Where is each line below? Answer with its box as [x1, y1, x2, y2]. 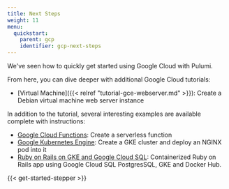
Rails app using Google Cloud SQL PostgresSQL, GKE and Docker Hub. [17, 160, 222, 168]
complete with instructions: [7, 117, 86, 126]
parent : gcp [20, 36, 54, 43]
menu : [7, 23, 23, 30]
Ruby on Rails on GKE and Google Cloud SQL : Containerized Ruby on [17, 153, 216, 161]
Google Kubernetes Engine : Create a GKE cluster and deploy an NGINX [17, 138, 222, 146]
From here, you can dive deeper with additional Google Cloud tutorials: [7, 75, 211, 84]
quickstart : [13, 29, 49, 37]
